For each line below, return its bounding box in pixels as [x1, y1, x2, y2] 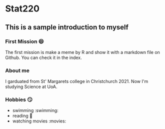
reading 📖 [12, 113, 32, 119]
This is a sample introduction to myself [5, 23, 129, 31]
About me [5, 67, 30, 74]
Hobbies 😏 [5, 96, 33, 103]
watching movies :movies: [12, 118, 66, 124]
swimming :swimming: [12, 107, 58, 113]
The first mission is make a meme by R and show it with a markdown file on [5, 49, 160, 55]
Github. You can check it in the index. [5, 54, 82, 60]
